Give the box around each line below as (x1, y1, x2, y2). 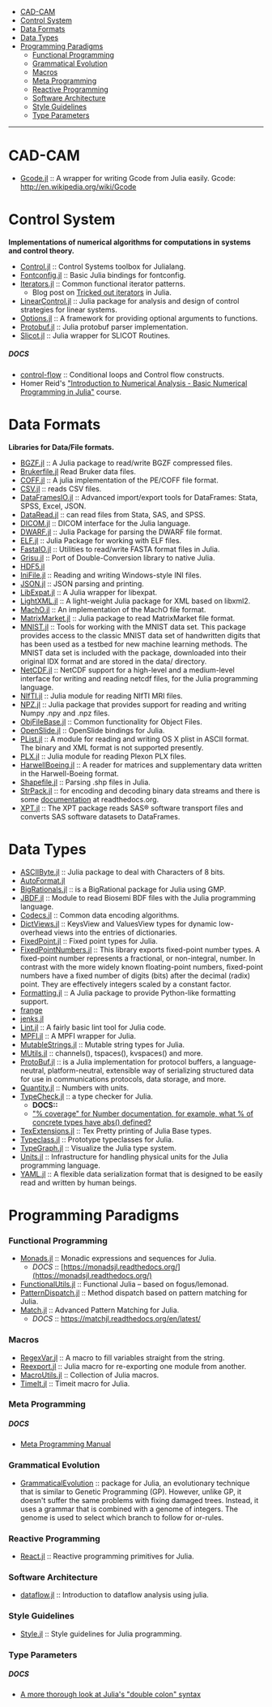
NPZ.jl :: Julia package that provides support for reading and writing (19, 699, 247, 709)
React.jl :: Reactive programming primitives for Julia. (19, 1551, 194, 1561)
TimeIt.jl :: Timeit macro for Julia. (19, 1378, 130, 1388)
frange (19, 1005, 43, 1014)
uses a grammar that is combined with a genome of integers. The (19, 1504, 239, 1514)
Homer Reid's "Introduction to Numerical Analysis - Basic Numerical (19, 378, 248, 388)
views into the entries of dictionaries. (53, 927, 178, 937)
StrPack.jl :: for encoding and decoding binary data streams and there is (19, 785, 261, 795)
